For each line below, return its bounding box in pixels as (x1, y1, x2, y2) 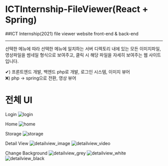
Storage (5, 130, 21, 136)
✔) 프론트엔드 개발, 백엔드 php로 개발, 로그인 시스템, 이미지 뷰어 (5, 68, 130, 74)
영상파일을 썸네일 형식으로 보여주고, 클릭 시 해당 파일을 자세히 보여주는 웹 (5, 51, 148, 58)
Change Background (5, 150, 47, 156)
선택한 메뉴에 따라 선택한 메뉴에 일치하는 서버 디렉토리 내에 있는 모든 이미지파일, (5, 45, 161, 51)
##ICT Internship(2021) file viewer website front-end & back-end (5, 30, 139, 36)
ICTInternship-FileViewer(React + (5, 3, 148, 15)
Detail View (5, 140, 28, 146)
